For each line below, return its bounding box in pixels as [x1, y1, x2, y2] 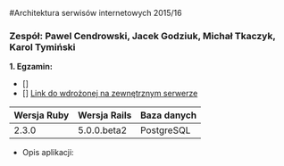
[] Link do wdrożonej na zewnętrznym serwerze [21, 88, 198, 99]
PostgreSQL [139, 124, 191, 137]
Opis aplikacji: [21, 147, 74, 158]
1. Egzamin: [9, 62, 54, 72]
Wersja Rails [77, 109, 132, 121]
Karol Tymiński [9, 40, 76, 53]
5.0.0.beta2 [77, 124, 128, 137]
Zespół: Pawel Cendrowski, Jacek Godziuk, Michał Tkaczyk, [9, 29, 276, 42]
